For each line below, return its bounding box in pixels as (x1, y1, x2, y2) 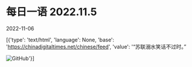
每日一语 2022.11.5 (6, 5, 97, 19)
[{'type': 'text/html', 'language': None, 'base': (6, 36, 115, 43)
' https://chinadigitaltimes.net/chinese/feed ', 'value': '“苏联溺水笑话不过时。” (6, 43, 187, 50)
